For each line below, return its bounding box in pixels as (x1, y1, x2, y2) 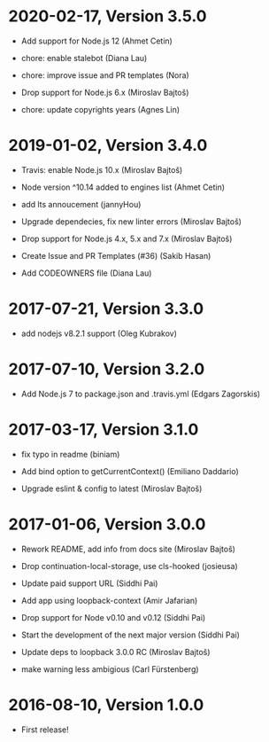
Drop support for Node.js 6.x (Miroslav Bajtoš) (20, 87, 189, 98)
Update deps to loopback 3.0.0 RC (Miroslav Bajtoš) (20, 646, 211, 657)
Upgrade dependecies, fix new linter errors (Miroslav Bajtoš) (20, 215, 242, 227)
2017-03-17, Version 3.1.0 (8, 419, 199, 440)
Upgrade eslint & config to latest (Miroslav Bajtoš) (20, 483, 203, 494)
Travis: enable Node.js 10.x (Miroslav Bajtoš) (20, 164, 183, 175)
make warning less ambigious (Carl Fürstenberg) (20, 663, 200, 675)
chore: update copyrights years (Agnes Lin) (20, 104, 181, 114)
